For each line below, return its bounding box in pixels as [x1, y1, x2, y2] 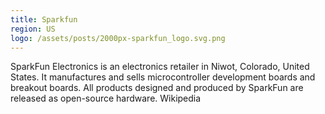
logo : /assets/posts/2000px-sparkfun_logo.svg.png [10, 33, 226, 43]
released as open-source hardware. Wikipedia [10, 92, 202, 105]
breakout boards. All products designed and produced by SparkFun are [10, 82, 304, 94]
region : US [10, 24, 56, 34]
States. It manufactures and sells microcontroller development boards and [10, 71, 316, 83]
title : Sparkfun [10, 14, 78, 25]
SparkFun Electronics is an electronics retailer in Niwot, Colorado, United [10, 61, 310, 73]
